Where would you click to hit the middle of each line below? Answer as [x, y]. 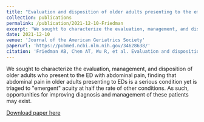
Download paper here [33, 112]
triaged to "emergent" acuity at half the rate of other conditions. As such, [98, 88]
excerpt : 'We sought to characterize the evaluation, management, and [97, 29]
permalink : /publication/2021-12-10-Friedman [65, 23]
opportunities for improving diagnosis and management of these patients [98, 94]
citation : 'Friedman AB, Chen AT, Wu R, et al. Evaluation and [88, 52]
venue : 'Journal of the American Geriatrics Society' [76, 40]
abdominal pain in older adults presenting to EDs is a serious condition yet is [102, 81]
